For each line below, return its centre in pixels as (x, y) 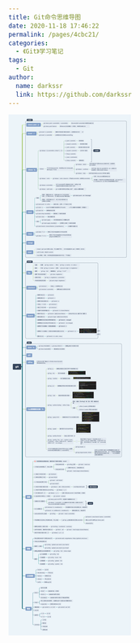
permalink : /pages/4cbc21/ (54, 34)
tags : (17, 60)
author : (21, 77)
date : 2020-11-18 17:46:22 (54, 26)
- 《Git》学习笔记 (40, 52)
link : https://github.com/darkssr (74, 94)
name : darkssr (39, 85)
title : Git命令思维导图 (45, 17)
